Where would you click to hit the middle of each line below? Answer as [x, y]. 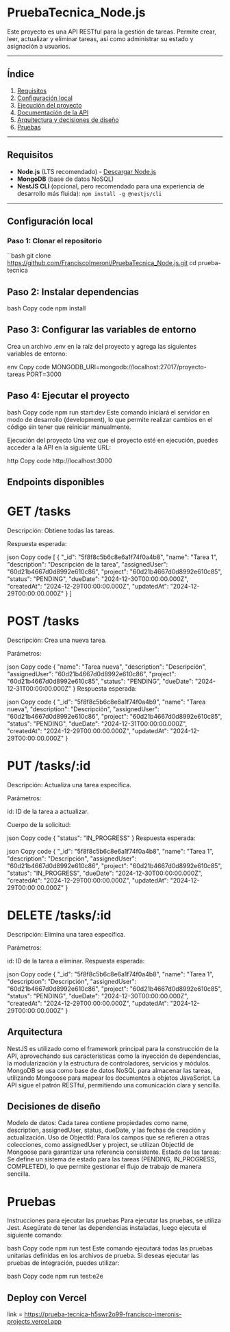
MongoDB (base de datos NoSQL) [65, 179]
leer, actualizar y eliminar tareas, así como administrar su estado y [100, 38]
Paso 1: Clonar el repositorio [55, 241]
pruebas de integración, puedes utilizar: [63, 1263]
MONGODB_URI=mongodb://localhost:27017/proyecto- [129, 367]
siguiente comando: [35, 1235]
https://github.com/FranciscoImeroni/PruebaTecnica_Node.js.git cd [102, 263]
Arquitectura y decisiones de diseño [68, 120]
